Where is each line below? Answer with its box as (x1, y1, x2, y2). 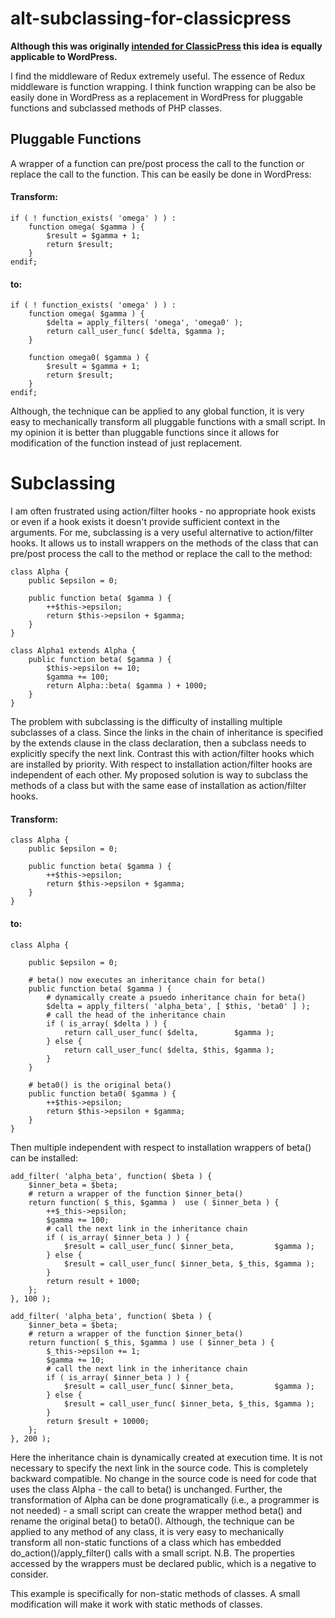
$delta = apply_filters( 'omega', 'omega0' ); (46, 318, 244, 328)
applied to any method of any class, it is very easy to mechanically (10, 1525, 285, 1537)
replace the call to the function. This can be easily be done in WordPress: (10, 168, 312, 180)
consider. (10, 1568, 49, 1580)
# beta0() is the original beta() (28, 1080, 172, 1090)
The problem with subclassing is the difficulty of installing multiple (10, 716, 283, 728)
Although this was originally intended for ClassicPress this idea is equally (10, 40, 323, 52)
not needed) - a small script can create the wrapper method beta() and (10, 1504, 303, 1516)
